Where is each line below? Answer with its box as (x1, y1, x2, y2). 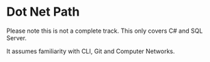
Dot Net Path (6, 4, 80, 20)
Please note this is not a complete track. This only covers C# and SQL (6, 27, 203, 35)
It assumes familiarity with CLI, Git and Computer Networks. (6, 47, 175, 55)
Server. (6, 33, 27, 42)
